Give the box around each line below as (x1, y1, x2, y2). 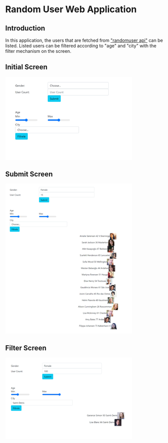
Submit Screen (5, 169, 53, 179)
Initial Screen (5, 63, 48, 72)
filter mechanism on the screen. (5, 48, 72, 54)
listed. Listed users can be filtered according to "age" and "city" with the (5, 43, 157, 49)
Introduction (5, 24, 46, 33)
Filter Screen (5, 343, 47, 352)
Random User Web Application (5, 4, 137, 15)
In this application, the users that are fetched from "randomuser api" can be (5, 37, 163, 43)
